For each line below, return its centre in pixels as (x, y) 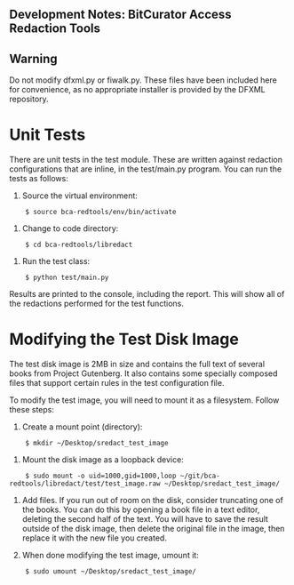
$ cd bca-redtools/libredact (79, 245)
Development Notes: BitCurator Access (121, 15)
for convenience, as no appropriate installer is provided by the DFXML (138, 90)
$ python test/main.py (67, 278)
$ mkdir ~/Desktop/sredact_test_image (97, 444)
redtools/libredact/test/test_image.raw (85, 484)
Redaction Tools (55, 29)
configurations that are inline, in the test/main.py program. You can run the (146, 169)
